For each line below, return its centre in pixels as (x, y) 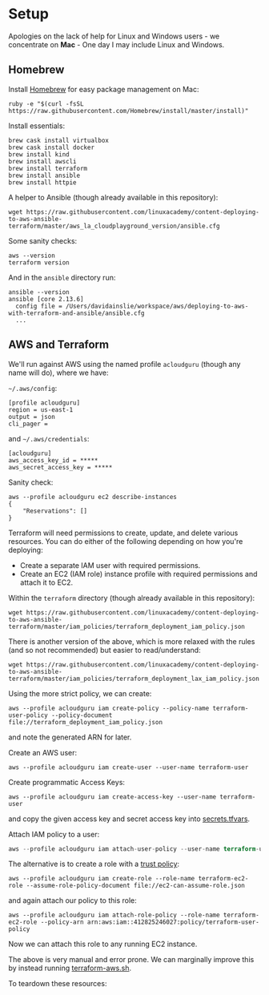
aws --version (32, 256)
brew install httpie (43, 182)
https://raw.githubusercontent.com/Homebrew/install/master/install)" (128, 111)
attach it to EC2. (46, 582)
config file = (39, 306)
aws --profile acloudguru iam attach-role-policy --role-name (114, 915)
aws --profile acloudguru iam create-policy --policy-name (109, 708)
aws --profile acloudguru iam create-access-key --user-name (112, 797)
